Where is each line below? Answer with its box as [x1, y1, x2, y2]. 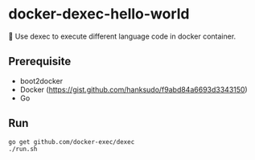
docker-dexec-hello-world [8, 5, 190, 23]
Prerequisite [8, 55, 72, 68]
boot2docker [19, 76, 64, 85]
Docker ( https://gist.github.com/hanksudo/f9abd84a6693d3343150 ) [19, 84, 248, 94]
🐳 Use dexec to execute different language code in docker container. [8, 31, 236, 41]
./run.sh [8, 145, 38, 153]
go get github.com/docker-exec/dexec [8, 137, 135, 146]
